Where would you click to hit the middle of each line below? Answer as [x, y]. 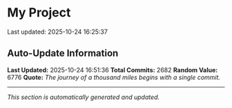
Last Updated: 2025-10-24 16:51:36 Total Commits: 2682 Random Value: [113, 69]
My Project [39, 13]
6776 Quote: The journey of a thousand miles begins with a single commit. [114, 77]
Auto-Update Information [63, 53]
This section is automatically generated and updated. [84, 97]
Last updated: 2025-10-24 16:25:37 [58, 32]
